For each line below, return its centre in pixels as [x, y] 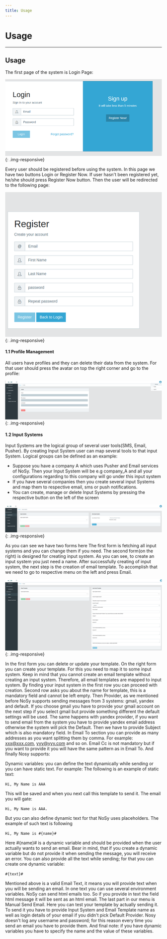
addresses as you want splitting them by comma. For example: [69, 738]
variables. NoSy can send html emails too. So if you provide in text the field [82, 894]
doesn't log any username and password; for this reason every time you [79, 920]
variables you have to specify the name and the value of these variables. [80, 931]
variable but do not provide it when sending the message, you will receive [81, 853]
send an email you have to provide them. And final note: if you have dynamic [83, 926]
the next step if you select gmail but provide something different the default [83, 711]
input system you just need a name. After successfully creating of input [78, 561]
